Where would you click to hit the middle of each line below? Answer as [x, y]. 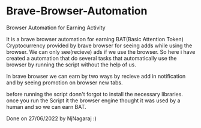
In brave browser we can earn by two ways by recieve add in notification [96, 76]
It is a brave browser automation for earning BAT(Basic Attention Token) [95, 39]
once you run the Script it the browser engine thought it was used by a [93, 100]
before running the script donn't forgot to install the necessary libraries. [94, 94]
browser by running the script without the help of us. [71, 65]
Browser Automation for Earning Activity [56, 28]
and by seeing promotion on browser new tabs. [64, 83]
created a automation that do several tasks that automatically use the [91, 58]
